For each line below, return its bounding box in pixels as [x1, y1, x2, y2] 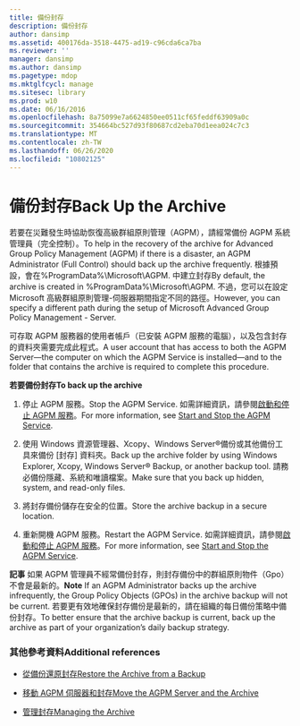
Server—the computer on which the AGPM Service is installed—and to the [9, 352, 283, 363]
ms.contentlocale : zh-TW [9, 138, 102, 147]
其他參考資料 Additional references [9, 646, 161, 659]
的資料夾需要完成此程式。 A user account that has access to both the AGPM [9, 342, 287, 353]
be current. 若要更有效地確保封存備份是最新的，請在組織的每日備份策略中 [9, 601, 279, 611]
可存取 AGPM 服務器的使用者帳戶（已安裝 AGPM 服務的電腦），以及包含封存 [9, 330, 287, 341]
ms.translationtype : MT [9, 130, 98, 139]
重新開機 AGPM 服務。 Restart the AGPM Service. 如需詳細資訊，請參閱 [21, 529, 283, 540]
